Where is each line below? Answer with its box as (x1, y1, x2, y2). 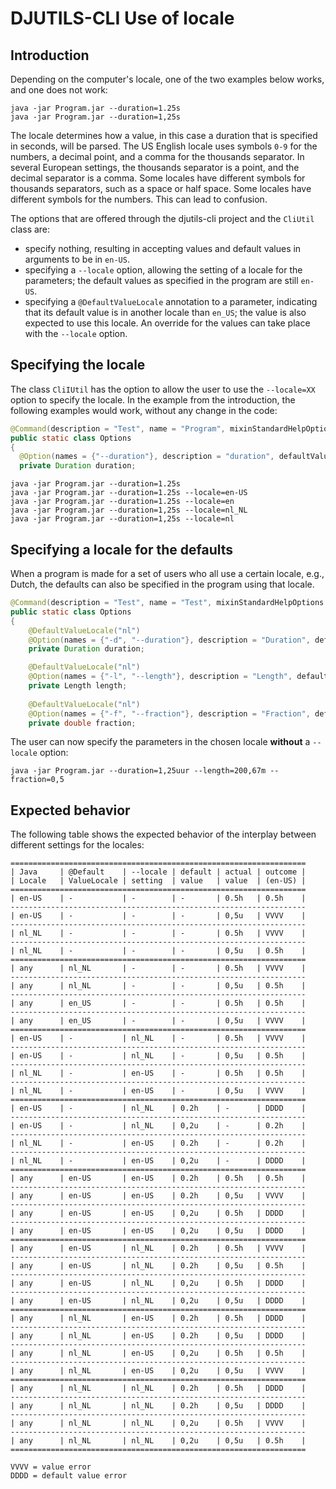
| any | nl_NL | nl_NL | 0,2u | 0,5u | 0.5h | (10, 1436, 307, 1446)
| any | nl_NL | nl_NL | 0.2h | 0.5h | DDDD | (10, 1383, 307, 1394)
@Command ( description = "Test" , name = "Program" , (10, 423, 226, 434)
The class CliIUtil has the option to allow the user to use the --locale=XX (10, 383, 316, 395)
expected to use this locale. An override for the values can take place (24, 317, 311, 329)
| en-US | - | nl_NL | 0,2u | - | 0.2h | (10, 1121, 307, 1131)
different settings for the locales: (10, 839, 145, 851)
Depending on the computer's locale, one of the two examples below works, (10, 73, 325, 85)
